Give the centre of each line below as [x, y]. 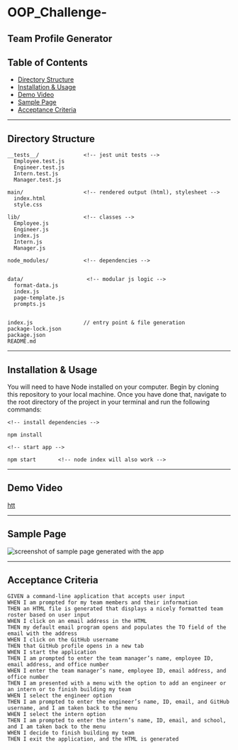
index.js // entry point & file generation [96, 323]
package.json [27, 335]
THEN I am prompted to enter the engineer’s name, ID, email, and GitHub [119, 702]
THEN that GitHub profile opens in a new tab [75, 646]
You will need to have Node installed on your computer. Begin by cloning [113, 387]
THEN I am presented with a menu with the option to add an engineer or [117, 683]
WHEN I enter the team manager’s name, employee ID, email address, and [117, 671]
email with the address [42, 634]
